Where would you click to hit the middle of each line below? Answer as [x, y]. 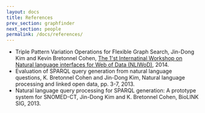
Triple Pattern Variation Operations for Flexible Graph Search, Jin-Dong [105, 52]
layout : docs [23, 12]
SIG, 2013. [28, 103]
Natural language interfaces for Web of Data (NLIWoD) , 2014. [92, 65]
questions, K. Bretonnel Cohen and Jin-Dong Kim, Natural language [100, 78]
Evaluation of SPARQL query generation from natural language [94, 71]
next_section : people [34, 29]
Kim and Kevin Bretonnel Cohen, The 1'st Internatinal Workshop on [99, 58]
